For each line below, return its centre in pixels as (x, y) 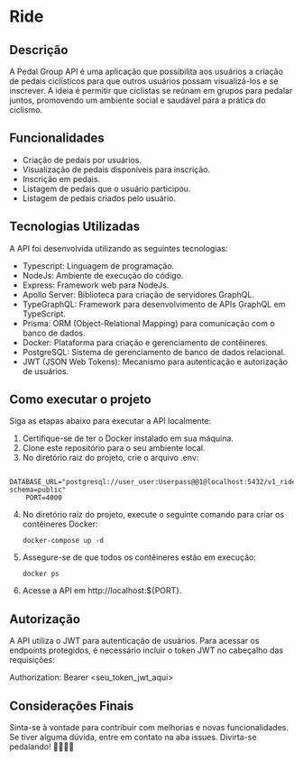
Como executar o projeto (80, 400)
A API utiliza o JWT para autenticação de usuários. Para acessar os (134, 641)
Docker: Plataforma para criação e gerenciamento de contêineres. (145, 342)
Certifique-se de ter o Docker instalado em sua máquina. (128, 438)
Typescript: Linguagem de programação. (98, 266)
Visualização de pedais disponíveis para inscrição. (116, 170)
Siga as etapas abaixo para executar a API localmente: (110, 421)
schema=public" (38, 490)
